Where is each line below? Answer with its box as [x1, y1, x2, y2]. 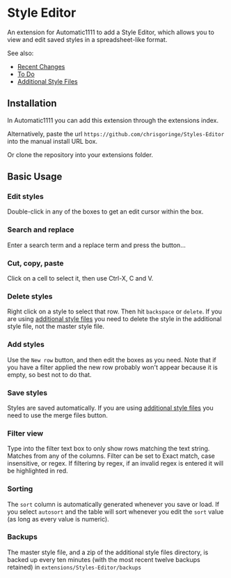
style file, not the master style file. [7, 323, 105, 331]
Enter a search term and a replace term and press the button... [7, 241, 186, 249]
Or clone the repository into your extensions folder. [7, 150, 154, 158]
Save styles [7, 387, 47, 397]
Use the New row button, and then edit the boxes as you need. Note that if [7, 355, 217, 364]
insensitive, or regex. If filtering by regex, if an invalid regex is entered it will [7, 459, 224, 468]
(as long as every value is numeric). [7, 514, 109, 523]
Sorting [7, 484, 33, 494]
